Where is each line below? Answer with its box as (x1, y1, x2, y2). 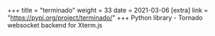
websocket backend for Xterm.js (7, 21, 103, 29)
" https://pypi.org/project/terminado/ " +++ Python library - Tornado (7, 13, 204, 22)
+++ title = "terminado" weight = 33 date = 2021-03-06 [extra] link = (7, 6, 209, 14)
